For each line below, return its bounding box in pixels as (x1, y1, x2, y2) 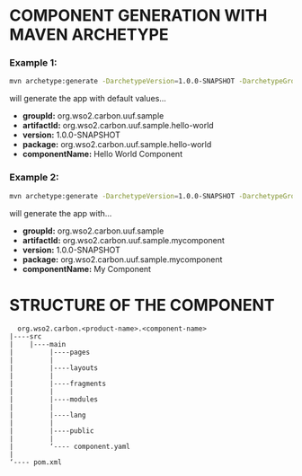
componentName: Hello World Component (22, 149, 182, 160)
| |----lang (9, 410, 87, 420)
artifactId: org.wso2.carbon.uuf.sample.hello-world (22, 120, 214, 131)
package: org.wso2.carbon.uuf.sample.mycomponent (22, 253, 223, 265)
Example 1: (9, 57, 58, 69)
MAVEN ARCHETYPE (9, 24, 169, 45)
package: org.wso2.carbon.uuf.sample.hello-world (22, 139, 212, 150)
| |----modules (9, 395, 99, 404)
